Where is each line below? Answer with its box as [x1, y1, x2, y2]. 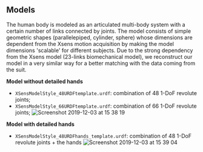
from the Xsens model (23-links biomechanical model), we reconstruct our [6, 53, 193, 60]
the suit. [6, 66, 27, 73]
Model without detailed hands [6, 78, 84, 85]
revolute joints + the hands [15, 139, 82, 146]
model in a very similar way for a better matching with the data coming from [6, 59, 196, 67]
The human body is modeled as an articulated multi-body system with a [6, 21, 186, 28]
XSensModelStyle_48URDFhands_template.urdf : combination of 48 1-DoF [15, 132, 192, 139]
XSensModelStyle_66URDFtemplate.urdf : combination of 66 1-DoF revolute [15, 102, 197, 110]
